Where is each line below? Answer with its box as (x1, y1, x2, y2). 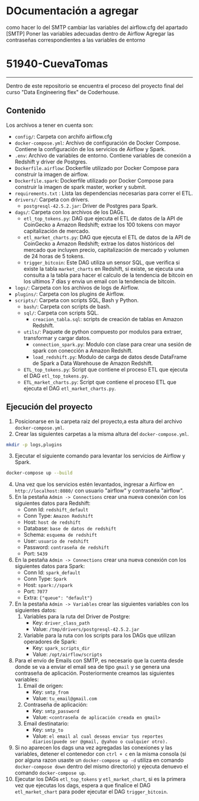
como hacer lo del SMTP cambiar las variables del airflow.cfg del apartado (6, 24, 188, 31)
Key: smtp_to (32, 726, 64, 733)
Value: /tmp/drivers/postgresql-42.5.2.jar (32, 626, 140, 633)
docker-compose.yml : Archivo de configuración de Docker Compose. (14, 139, 181, 146)
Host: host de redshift (23, 518, 81, 526)
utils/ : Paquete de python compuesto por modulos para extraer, (23, 328, 182, 335)
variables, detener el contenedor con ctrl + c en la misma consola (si (14, 751, 187, 758)
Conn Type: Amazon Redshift (23, 512, 94, 520)
